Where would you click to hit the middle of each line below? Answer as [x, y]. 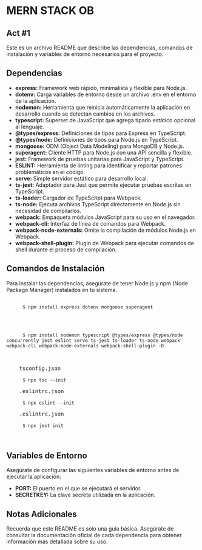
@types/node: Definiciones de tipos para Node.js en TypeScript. [96, 139]
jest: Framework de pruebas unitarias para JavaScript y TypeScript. [100, 159]
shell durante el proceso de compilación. [66, 249]
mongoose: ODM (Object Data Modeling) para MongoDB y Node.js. [99, 146]
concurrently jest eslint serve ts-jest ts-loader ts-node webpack [93, 340]
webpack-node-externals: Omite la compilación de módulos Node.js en [105, 230]
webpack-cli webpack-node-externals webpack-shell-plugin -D [85, 346]
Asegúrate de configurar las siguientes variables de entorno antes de [93, 470]
